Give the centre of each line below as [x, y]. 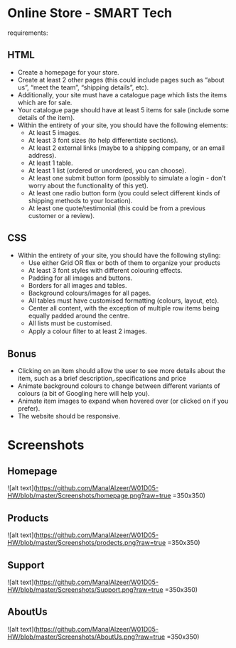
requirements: [28, 33]
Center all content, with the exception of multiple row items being [124, 308]
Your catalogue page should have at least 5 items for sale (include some [123, 110]
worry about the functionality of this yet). [88, 185]
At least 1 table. [50, 163]
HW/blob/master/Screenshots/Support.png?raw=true [85, 590]
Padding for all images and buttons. [80, 278]
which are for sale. [45, 102]
